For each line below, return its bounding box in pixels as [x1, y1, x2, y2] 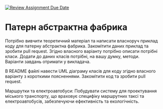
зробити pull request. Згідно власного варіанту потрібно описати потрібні [5, 48, 158, 54]
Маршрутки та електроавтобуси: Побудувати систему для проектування [5, 88, 157, 94]
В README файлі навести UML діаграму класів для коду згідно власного [5, 68, 156, 74]
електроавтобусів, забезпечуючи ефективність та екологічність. [5, 98, 140, 104]
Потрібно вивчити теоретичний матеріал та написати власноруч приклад [5, 38, 158, 44]
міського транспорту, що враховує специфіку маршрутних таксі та [5, 93, 145, 99]
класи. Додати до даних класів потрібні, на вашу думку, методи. [5, 53, 140, 59]
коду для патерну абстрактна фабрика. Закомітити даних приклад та [5, 43, 149, 49]
